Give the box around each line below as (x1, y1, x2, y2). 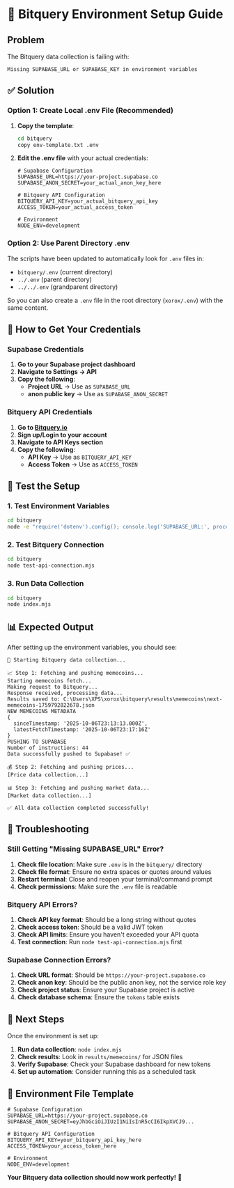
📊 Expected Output (7, 621, 94, 633)
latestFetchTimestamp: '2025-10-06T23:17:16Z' (13, 726, 151, 733)
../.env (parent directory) (17, 275, 92, 283)
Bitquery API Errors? (7, 900, 78, 909)
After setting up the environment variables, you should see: (7, 643, 178, 652)
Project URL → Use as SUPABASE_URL (27, 382, 131, 391)
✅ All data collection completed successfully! (7, 804, 150, 812)
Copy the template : (17, 121, 75, 130)
